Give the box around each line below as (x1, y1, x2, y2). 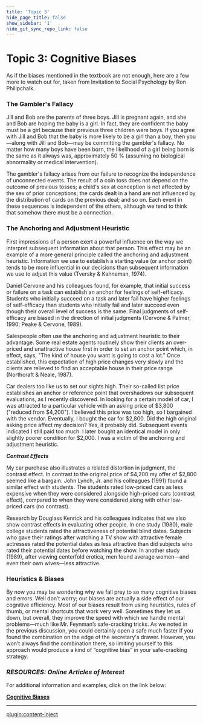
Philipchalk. (6, 85, 35, 92)
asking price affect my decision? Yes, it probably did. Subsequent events (6, 421, 187, 428)
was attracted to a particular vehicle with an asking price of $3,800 (6, 402, 173, 409)
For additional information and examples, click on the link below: (6, 682, 166, 689)
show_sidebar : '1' (6, 20, 53, 26)
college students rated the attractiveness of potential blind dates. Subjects (6, 527, 192, 534)
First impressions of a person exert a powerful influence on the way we (6, 237, 184, 245)
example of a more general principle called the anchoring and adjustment (6, 251, 189, 258)
